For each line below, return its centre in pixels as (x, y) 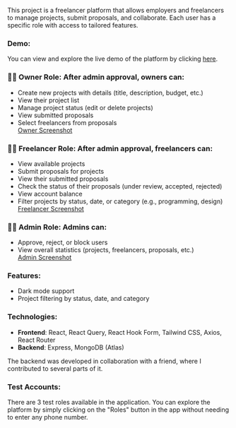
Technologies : (33, 317)
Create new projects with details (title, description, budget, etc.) (110, 93)
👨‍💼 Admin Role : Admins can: (57, 227)
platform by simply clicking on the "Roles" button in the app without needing (118, 410)
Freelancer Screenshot (51, 208)
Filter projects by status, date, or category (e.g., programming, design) (120, 201)
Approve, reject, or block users (63, 242)
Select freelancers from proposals (67, 122)
